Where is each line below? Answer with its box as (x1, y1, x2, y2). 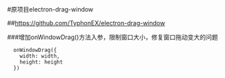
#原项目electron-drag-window (7, 5, 94, 13)
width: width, (19, 53, 60, 60)
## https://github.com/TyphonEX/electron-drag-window (7, 19, 166, 27)
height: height (19, 59, 63, 66)
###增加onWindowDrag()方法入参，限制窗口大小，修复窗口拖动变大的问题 (7, 33, 219, 41)
